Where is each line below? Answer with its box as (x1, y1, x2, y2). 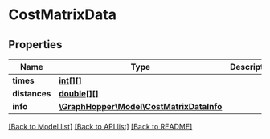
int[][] (59, 75, 82, 86)
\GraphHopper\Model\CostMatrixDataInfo (59, 101, 223, 112)
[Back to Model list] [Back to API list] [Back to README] (8, 122, 193, 131)
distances (12, 88, 51, 99)
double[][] (59, 88, 99, 99)
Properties (8, 38, 63, 51)
